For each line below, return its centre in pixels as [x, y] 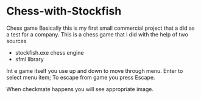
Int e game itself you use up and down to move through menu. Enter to [95, 70]
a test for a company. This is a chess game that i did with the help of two [97, 34]
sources [16, 41]
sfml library [29, 59]
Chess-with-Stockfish [64, 11]
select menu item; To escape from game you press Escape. [81, 77]
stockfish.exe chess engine [49, 52]
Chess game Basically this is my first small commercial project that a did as [100, 28]
